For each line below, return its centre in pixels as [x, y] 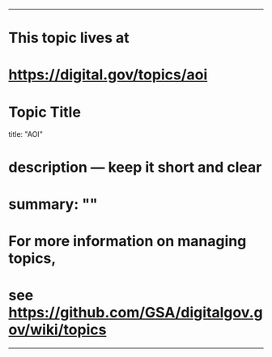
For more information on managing [127, 241]
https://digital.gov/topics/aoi [108, 75]
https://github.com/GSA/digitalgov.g [136, 313]
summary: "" [53, 204]
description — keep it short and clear [135, 167]
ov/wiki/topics [57, 330]
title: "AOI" [25, 134]
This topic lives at [69, 38]
